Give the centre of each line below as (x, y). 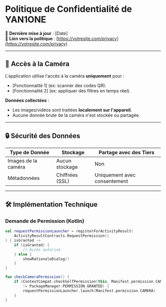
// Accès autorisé (42, 250)
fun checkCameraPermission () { (37, 277)
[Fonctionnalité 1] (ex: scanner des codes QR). (59, 86)
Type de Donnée (29, 152)
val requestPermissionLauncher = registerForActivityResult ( (69, 231)
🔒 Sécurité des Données (43, 136)
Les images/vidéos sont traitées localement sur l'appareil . (72, 110)
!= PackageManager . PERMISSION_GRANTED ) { (66, 286)
